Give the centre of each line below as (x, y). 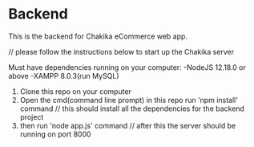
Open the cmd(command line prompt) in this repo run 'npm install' (129, 100)
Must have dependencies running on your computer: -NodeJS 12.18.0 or (127, 67)
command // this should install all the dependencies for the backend (132, 108)
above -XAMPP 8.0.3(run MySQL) (64, 76)
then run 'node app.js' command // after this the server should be (128, 125)
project (32, 116)
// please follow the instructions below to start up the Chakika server (121, 51)
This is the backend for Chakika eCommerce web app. (98, 36)
